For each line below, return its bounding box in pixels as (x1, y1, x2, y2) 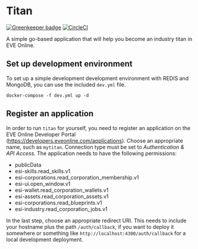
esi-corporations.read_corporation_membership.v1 (14, 174, 139, 181)
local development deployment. (6, 236, 83, 243)
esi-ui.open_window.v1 (14, 180, 71, 187)
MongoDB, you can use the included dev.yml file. (6, 81, 126, 88)
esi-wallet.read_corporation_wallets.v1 (14, 186, 109, 194)
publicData (14, 161, 42, 168)
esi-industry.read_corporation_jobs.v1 (14, 205, 108, 212)
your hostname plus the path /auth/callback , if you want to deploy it (6, 223, 174, 230)
